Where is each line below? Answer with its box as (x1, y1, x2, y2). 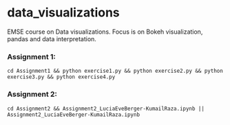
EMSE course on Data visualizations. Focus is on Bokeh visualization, (7, 27, 203, 36)
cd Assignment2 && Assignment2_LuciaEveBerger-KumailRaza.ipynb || (7, 105, 205, 112)
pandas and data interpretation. (7, 34, 96, 43)
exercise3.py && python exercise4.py (7, 73, 116, 80)
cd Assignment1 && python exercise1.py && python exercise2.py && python (7, 67, 224, 75)
